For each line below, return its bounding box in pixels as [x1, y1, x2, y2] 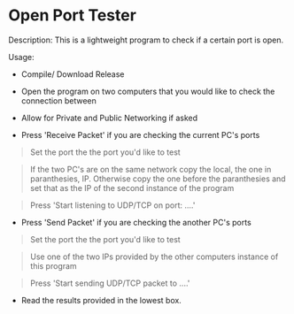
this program [29, 260, 77, 271]
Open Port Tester [8, 5, 136, 26]
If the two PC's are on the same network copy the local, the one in [29, 164, 272, 174]
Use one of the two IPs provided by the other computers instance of [29, 251, 279, 262]
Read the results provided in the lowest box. [20, 295, 182, 305]
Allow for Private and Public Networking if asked [20, 112, 198, 123]
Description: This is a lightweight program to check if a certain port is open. [8, 34, 284, 45]
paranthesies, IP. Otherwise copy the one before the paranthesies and [29, 173, 286, 184]
